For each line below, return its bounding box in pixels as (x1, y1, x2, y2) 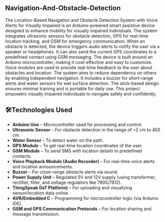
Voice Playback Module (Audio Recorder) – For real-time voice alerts (12, 158, 155, 164)
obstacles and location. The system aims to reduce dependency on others (5, 69, 157, 76)
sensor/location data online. (12, 190, 69, 196)
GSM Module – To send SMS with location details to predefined (12, 148, 142, 154)
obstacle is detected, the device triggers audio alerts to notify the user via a (5, 43, 160, 49)
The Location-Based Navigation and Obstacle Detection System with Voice (5, 17, 158, 23)
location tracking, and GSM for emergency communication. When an (5, 38, 145, 44)
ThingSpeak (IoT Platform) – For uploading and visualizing (12, 184, 132, 190)
